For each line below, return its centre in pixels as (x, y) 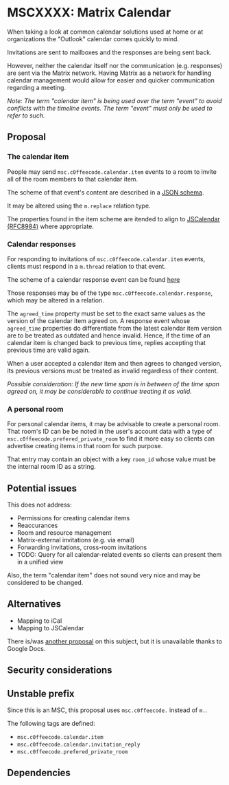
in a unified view (40, 562)
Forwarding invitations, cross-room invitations (82, 547)
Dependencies (39, 773)
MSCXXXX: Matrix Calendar (89, 13)
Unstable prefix (41, 693)
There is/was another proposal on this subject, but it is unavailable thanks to (115, 641)
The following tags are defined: (51, 724)
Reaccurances (37, 526)
